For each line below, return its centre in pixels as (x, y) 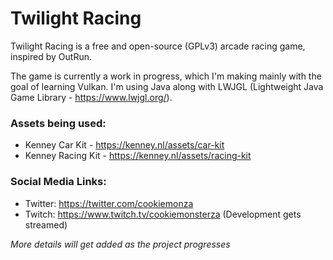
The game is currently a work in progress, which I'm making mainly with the (166, 76)
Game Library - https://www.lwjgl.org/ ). (91, 97)
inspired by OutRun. (51, 56)
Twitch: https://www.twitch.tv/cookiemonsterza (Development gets (163, 214)
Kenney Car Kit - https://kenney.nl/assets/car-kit (124, 145)
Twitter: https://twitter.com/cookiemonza (109, 203)
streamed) (46, 224)
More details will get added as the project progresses (120, 244)
